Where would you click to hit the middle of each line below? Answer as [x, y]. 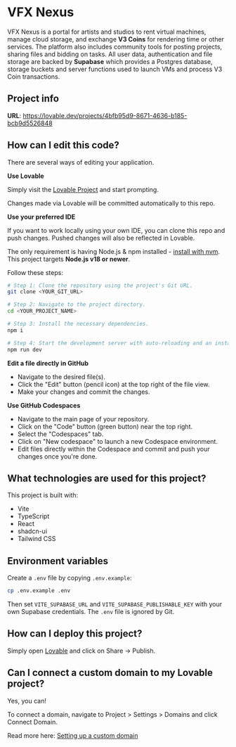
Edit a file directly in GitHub [48, 363]
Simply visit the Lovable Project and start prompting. [83, 189]
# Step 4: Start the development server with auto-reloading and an [110, 343]
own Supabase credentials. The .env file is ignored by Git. [91, 612]
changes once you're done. [57, 456]
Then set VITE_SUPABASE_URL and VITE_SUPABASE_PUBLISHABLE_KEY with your [115, 604]
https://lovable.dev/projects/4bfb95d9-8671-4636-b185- [105, 115]
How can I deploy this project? [75, 634]
